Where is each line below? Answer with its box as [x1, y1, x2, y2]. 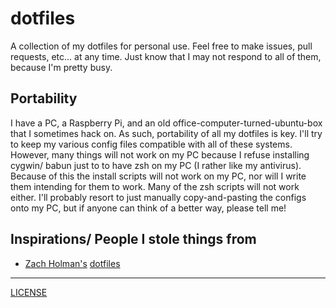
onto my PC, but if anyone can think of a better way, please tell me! [10, 202, 287, 214]
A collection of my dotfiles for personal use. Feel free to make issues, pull [10, 40, 313, 52]
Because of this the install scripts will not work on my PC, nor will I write [10, 170, 307, 182]
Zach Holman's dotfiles [24, 257, 121, 269]
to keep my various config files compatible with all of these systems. [10, 138, 293, 150]
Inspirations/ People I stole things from [10, 231, 257, 248]
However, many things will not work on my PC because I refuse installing [10, 148, 310, 161]
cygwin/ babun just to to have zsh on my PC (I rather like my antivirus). [10, 159, 302, 171]
